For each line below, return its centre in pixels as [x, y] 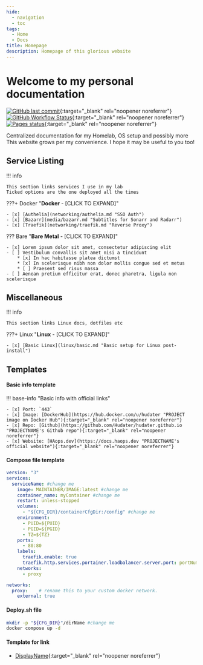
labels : [27, 552]
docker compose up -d [34, 628]
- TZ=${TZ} [36, 534]
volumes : [28, 506]
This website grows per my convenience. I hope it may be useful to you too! [101, 142]
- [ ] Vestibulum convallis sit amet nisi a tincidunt [77, 253]
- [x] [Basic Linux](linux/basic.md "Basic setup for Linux [84, 346]
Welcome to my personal [70, 81]
